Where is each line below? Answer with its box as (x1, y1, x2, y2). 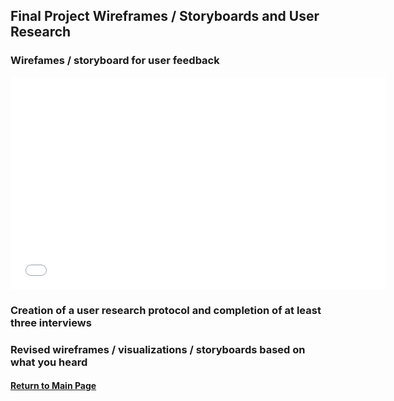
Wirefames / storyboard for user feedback (10, 54, 220, 68)
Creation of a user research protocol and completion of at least (10, 303, 322, 317)
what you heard (10, 355, 88, 369)
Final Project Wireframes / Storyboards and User (10, 8, 320, 25)
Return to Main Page (10, 380, 97, 392)
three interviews (10, 315, 92, 329)
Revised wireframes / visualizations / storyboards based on (10, 342, 306, 356)
